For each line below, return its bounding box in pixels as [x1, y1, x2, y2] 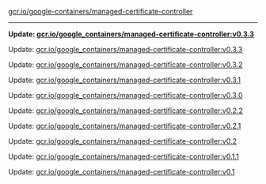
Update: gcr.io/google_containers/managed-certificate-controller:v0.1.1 [8, 152, 239, 161]
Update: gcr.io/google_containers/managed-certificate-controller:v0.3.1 [8, 75, 241, 84]
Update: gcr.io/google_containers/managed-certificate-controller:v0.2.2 [8, 106, 244, 115]
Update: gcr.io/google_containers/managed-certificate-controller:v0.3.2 [8, 60, 243, 69]
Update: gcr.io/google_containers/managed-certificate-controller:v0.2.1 [8, 122, 241, 130]
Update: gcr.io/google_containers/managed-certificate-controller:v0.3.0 [8, 91, 243, 100]
